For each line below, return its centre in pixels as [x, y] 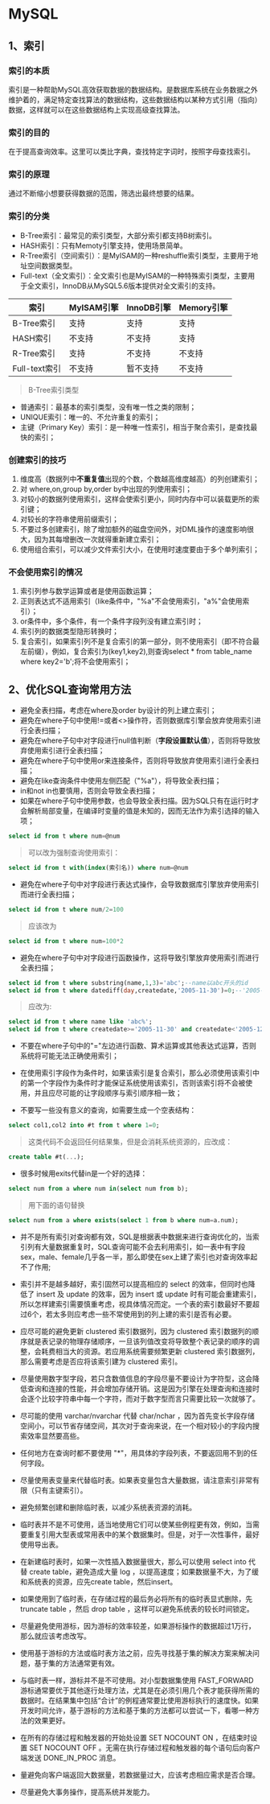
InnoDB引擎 [149, 307]
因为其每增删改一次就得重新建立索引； [98, 539]
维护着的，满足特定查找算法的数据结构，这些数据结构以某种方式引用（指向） [135, 99]
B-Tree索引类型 [53, 389]
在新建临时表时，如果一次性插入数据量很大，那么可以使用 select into [133, 1561]
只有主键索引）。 [61, 1490]
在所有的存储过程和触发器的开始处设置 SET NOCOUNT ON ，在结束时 [135, 1737]
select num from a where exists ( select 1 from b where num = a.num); [124, 1220]
